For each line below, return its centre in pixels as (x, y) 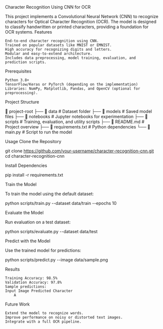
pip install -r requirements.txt (34, 175)
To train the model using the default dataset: (49, 194)
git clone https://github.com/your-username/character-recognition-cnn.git (80, 151)
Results (13, 269)
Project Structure (22, 102)
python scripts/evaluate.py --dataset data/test (51, 231)
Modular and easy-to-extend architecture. (49, 54)
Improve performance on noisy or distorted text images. (64, 317)
